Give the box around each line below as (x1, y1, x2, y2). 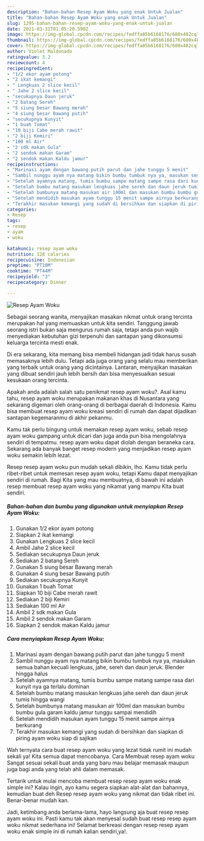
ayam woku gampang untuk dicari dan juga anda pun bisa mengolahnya (7, 432, 186, 439)
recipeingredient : (7, 65, 53, 72)
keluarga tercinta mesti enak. (7, 339, 79, 346)
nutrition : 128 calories (7, 251, 70, 257)
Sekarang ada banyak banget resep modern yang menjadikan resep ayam (7, 445, 191, 452)
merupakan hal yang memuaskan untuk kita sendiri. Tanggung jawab (7, 319, 179, 326)
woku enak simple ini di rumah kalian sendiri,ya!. (7, 828, 128, 835)
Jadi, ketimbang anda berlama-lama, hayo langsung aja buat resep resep (7, 808, 189, 816)
